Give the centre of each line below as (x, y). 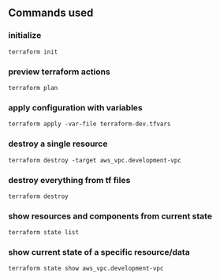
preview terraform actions (59, 72)
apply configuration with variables (76, 107)
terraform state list (44, 233)
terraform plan (33, 88)
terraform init (33, 52)
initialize (25, 35)
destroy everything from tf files (69, 180)
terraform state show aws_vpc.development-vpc (86, 269)
